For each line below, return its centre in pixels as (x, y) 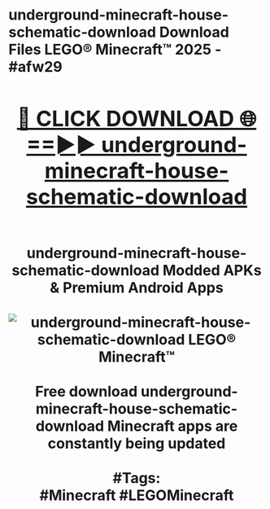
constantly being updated (137, 443)
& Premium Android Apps (137, 287)
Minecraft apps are (172, 426)
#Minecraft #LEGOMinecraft (137, 495)
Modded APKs (212, 270)
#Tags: (137, 478)
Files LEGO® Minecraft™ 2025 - (115, 50)
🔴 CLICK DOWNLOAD (125, 118)
